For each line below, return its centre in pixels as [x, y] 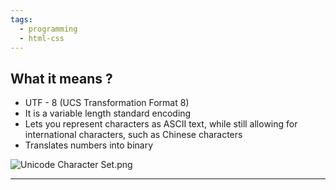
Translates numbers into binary [89, 145]
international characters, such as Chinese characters [133, 135]
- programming [48, 29]
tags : [21, 19]
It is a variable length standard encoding [108, 113]
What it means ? [61, 78]
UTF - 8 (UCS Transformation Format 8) [107, 103]
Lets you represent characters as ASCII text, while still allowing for [161, 124]
